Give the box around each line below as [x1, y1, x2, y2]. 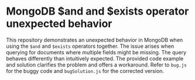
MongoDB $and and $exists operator [6, 5, 189, 18]
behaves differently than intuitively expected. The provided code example [6, 55, 184, 62]
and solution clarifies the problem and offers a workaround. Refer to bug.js [6, 61, 187, 68]
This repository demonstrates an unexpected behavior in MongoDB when [6, 36, 183, 43]
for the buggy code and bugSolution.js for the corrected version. [6, 67, 165, 74]
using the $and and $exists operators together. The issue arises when [6, 43, 175, 50]
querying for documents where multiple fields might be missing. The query [6, 48, 187, 55]
